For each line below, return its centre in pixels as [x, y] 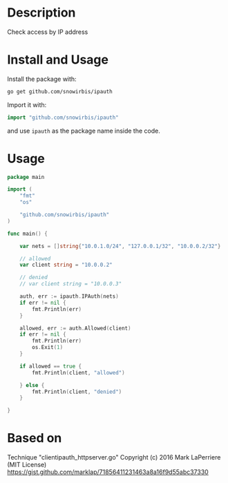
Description [41, 13]
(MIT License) [27, 465]
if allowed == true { [50, 366]
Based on [35, 438]
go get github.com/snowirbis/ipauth [60, 91]
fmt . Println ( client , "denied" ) [77, 392]
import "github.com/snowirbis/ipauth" [63, 117]
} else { [32, 385]
